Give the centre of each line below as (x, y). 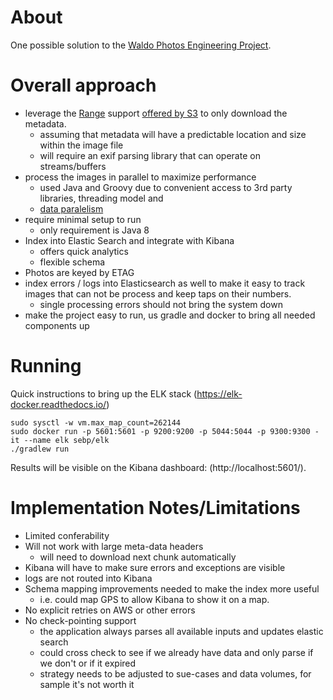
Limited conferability (67, 535)
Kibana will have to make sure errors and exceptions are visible (155, 567)
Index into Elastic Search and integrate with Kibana (129, 240)
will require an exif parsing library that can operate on (150, 155)
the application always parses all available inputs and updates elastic (181, 631)
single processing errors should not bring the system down (161, 304)
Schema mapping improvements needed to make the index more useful (172, 588)
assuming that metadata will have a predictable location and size (173, 134)
